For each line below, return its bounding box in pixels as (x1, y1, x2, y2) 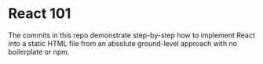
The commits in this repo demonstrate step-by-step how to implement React (8, 30, 255, 40)
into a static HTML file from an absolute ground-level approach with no (8, 38, 238, 48)
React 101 (8, 5, 71, 23)
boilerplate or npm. (8, 47, 70, 56)
